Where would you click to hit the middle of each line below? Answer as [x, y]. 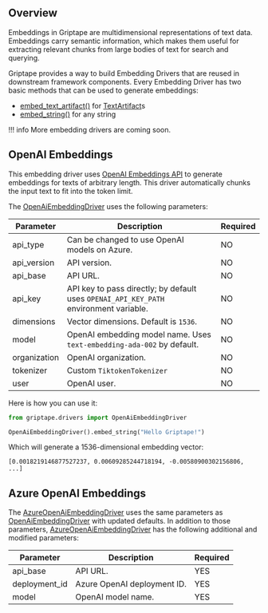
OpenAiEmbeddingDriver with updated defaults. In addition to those [120, 521]
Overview [33, 13]
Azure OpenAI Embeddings [77, 493]
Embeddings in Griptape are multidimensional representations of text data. [130, 32]
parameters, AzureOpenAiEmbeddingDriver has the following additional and [133, 529]
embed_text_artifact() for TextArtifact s [83, 105]
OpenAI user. [91, 383]
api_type [28, 244]
